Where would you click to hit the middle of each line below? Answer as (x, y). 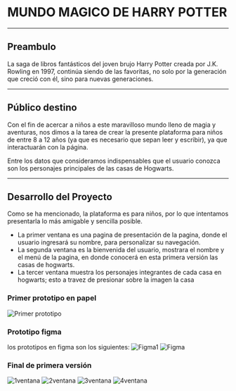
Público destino (42, 107)
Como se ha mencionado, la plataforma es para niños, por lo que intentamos (118, 214)
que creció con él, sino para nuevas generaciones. (80, 79)
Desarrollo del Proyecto (60, 197)
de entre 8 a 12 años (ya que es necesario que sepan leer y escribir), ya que (117, 139)
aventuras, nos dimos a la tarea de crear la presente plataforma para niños (115, 132)
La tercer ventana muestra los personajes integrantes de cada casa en (119, 273)
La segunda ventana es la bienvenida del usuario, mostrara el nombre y (121, 250)
